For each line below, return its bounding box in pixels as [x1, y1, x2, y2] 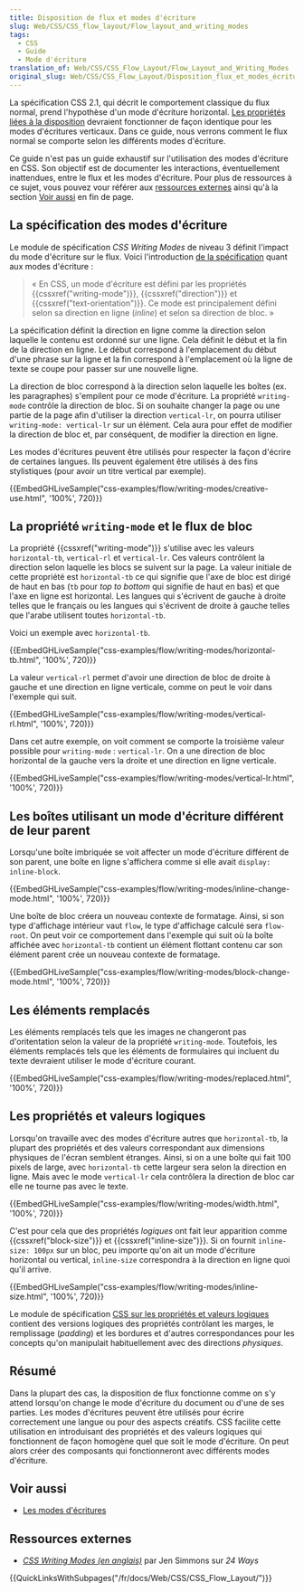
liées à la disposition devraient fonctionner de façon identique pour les [9, 116, 272, 127]
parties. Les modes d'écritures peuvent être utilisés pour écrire [9, 1407, 244, 1417]
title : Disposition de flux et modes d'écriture [9, 13, 196, 23]
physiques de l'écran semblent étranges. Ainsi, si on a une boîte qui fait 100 [9, 1151, 291, 1162]
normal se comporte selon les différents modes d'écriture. [9, 135, 226, 146]
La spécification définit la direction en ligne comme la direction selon [9, 325, 266, 336]
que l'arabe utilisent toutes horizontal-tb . [9, 610, 166, 621]
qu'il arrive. [9, 1264, 52, 1275]
